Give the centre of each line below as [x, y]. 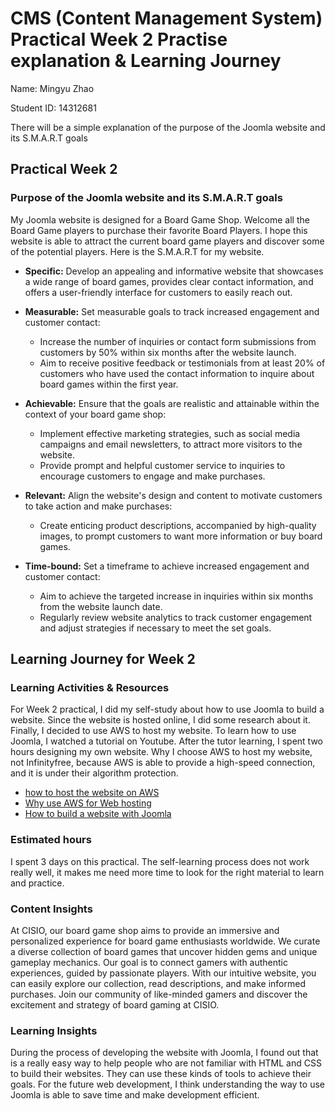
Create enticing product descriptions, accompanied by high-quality [178, 525]
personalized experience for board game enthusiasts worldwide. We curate [165, 941]
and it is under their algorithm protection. [94, 773]
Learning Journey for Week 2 [103, 659]
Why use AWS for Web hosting [88, 803]
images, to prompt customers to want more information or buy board [181, 536]
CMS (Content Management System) [166, 18]
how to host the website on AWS [92, 793]
